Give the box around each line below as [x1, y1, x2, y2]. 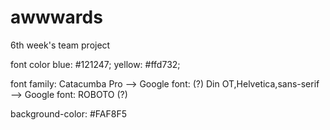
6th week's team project [10, 39, 111, 51]
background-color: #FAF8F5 [10, 107, 127, 120]
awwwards [10, 6, 103, 29]
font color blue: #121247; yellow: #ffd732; [10, 58, 181, 70]
